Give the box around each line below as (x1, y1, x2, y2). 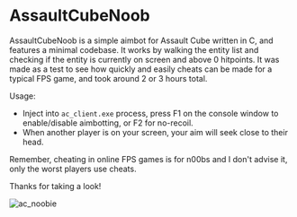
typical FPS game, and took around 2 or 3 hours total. (9, 73, 208, 83)
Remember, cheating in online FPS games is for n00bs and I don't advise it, (9, 153, 288, 164)
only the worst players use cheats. (9, 163, 137, 174)
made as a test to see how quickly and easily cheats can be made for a (9, 64, 273, 74)
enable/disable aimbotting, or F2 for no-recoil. (22, 117, 193, 128)
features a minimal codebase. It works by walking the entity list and (9, 44, 259, 55)
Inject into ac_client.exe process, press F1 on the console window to (22, 108, 279, 118)
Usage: (9, 91, 36, 101)
